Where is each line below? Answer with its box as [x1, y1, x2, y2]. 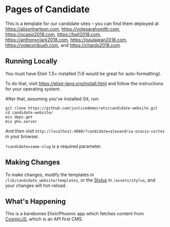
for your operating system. [5, 86, 61, 92]
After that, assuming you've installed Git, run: [5, 95, 100, 102]
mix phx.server [5, 119, 38, 124]
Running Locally [5, 57, 57, 66]
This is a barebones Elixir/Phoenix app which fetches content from [5, 211, 144, 217]
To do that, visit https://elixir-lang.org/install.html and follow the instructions [5, 80, 164, 86]
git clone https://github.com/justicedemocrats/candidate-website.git [5, 106, 158, 111]
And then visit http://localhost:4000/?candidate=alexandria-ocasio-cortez [5, 128, 165, 134]
